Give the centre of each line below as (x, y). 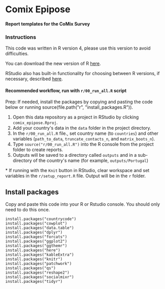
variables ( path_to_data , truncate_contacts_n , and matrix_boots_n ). (84, 139)
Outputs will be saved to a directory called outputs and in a (75, 155)
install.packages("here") (33, 250)
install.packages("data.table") (40, 228)
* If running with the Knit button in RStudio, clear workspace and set (77, 171)
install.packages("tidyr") (34, 282)
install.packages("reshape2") (38, 273)
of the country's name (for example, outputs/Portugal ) (91, 161)
